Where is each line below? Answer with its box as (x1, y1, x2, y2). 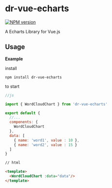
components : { (9, 119, 38, 125)
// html (5, 160, 21, 165)
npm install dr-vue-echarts (5, 74, 62, 80)
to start (5, 83, 19, 89)
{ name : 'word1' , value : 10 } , (14, 138, 79, 142)
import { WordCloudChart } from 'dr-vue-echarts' (5, 101, 108, 107)
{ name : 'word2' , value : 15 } (14, 142, 77, 147)
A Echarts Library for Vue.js (5, 28, 61, 34)
